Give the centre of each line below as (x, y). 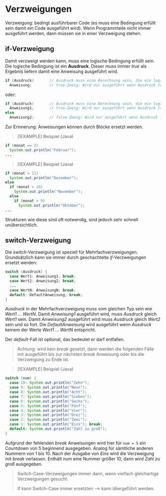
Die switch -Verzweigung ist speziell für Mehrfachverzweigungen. (72, 252)
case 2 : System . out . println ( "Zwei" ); (48, 420)
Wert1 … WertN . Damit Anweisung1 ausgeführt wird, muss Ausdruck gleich (81, 314)
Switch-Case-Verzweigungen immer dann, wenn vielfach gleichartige (88, 473)
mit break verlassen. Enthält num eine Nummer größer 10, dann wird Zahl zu (83, 458)
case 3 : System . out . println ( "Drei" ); (48, 415)
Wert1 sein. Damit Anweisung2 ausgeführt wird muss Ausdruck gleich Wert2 (83, 319)
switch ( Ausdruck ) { (26, 272)
